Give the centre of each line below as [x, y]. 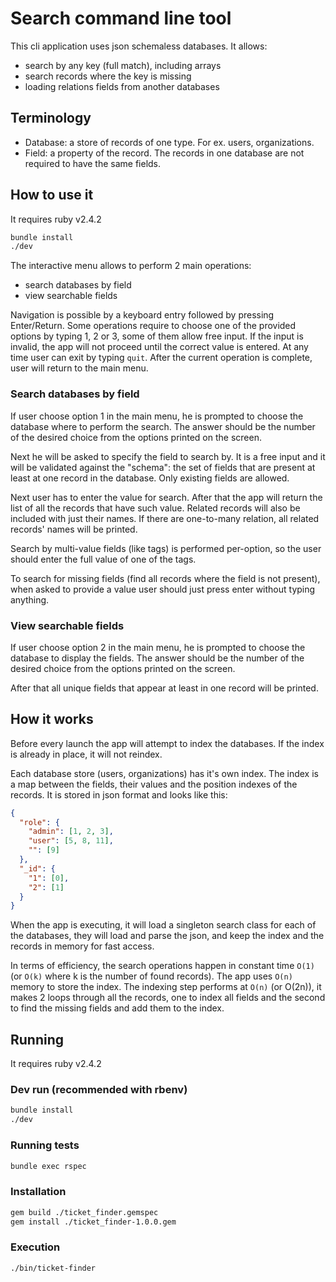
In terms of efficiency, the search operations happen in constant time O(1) [162, 966]
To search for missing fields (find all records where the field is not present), [165, 578]
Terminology [51, 118]
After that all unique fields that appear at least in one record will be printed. [164, 688]
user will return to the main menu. [79, 368]
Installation [38, 1192]
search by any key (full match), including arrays [123, 65]
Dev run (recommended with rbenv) [99, 1090]
